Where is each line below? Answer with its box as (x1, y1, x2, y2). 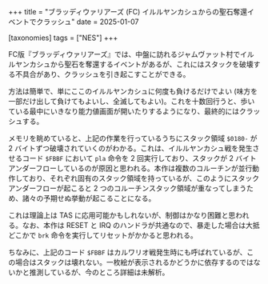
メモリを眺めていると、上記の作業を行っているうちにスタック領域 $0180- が (8, 134, 258, 142)
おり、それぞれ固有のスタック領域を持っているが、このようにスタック (29, 174, 260, 182)
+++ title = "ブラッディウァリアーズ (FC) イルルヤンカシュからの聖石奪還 (8, 7, 248, 16)
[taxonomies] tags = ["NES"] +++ (8, 33, 118, 42)
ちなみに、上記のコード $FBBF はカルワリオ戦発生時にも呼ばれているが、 (8, 247, 247, 257)
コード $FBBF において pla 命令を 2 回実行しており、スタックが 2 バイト (22, 154, 258, 162)
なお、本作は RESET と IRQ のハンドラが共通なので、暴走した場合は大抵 (22, 221, 260, 230)
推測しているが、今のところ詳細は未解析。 (29, 267, 170, 277)
